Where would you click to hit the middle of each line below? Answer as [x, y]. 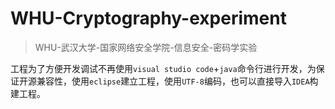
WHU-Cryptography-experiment [148, 18]
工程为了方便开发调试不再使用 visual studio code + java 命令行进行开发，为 [163, 68]
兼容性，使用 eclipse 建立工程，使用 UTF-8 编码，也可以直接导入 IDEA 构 [177, 81]
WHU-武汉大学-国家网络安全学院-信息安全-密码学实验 [146, 47]
